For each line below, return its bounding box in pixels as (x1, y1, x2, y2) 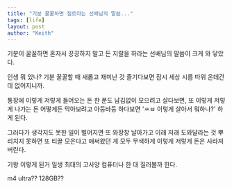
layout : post (7, 23, 45, 30)
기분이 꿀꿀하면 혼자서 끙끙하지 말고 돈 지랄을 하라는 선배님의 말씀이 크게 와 (7, 49, 211, 58)
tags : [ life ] (7, 17, 45, 24)
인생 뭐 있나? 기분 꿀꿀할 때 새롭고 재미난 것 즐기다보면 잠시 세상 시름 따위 (7, 73, 206, 81)
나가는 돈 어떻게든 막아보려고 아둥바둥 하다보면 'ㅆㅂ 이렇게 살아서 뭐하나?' (14, 105, 216, 113)
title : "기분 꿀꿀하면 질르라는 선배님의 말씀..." (7, 10, 133, 17)
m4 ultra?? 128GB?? (7, 174, 64, 182)
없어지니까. (14, 81, 45, 90)
